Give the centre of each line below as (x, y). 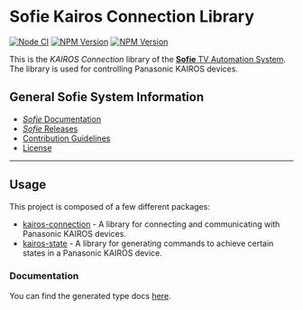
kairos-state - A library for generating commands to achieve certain (148, 243)
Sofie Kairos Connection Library (132, 17)
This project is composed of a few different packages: (110, 206)
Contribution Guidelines (66, 138)
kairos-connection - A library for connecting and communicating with (151, 224)
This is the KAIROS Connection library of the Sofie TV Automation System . (148, 59)
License (37, 147)
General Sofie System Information (107, 97)
